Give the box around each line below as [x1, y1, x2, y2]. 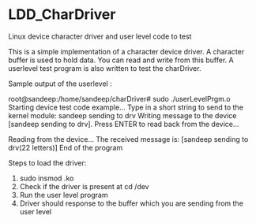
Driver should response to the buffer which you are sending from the [19, 199, 243, 208]
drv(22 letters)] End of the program [8, 143, 123, 152]
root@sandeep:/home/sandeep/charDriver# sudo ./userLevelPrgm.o [8, 94, 231, 103]
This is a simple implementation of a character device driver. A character [8, 46, 245, 56]
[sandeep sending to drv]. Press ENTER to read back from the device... [8, 119, 239, 128]
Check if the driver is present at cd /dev [19, 181, 149, 191]
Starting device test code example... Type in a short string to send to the [8, 102, 243, 112]
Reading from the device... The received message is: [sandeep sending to [8, 134, 249, 143]
